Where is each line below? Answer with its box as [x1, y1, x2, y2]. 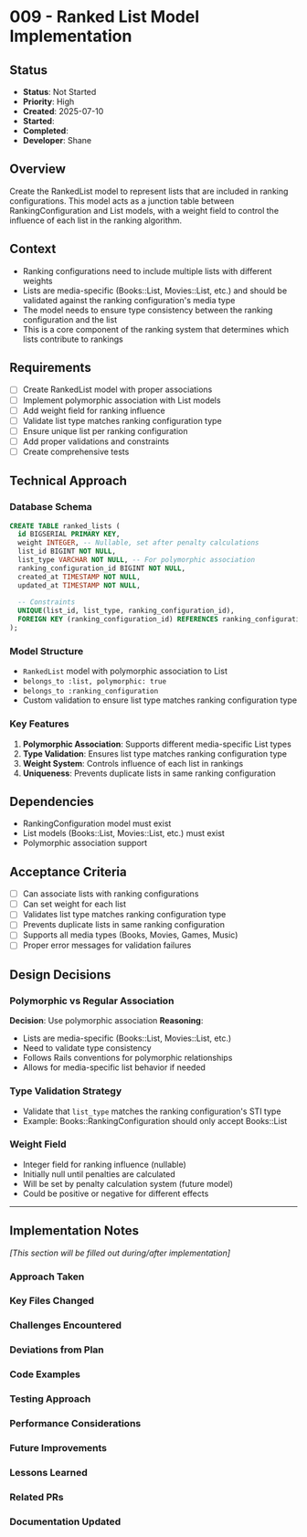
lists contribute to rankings [22, 334, 123, 344]
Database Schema [9, 501, 93, 514]
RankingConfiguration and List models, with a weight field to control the [9, 205, 280, 216]
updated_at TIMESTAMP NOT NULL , [17, 580, 142, 590]
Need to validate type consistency [22, 1043, 153, 1054]
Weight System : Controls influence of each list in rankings [22, 758, 244, 768]
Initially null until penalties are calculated [22, 1168, 175, 1180]
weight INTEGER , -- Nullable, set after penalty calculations [17, 538, 259, 547]
